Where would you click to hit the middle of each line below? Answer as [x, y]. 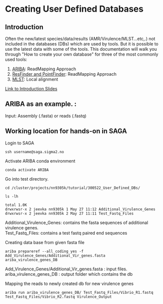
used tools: [16, 59]
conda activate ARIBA [27, 170]
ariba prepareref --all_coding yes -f [44, 251]
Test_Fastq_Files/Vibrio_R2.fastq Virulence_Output [58, 297]
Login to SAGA [20, 143]
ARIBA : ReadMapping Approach [44, 69]
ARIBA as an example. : [41, 104]
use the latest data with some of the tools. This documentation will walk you [81, 49]
